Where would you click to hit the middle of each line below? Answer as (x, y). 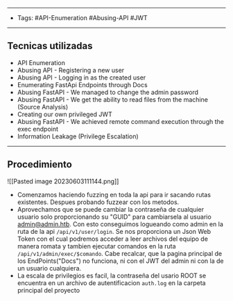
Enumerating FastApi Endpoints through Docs (82, 84)
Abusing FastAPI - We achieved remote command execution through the (120, 121)
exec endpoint (38, 129)
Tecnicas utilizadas (50, 46)
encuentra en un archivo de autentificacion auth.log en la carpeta (111, 283)
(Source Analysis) (43, 107)
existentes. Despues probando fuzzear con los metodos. (98, 202)
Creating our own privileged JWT (64, 114)
